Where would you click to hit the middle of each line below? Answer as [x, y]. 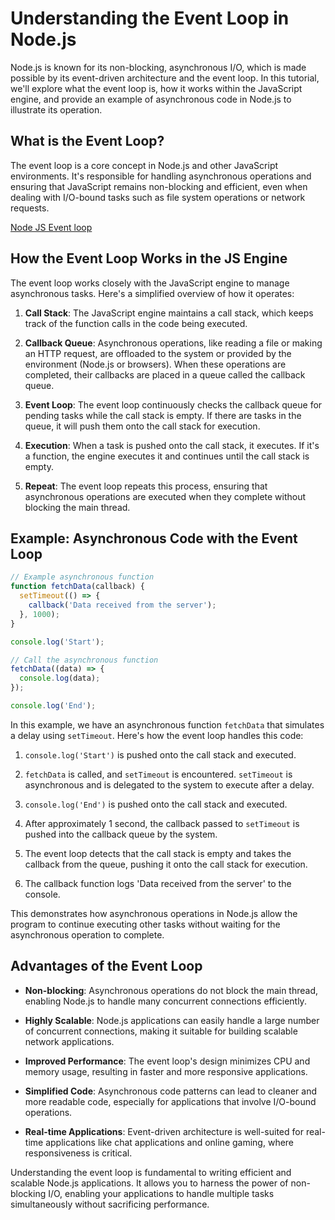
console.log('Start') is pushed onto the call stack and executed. [160, 754]
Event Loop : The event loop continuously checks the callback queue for [173, 404]
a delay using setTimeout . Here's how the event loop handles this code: [157, 735]
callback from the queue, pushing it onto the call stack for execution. [166, 864]
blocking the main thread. [77, 507]
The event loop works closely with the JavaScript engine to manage [150, 283]
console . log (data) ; [60, 678]
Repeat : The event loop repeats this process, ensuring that [146, 486]
